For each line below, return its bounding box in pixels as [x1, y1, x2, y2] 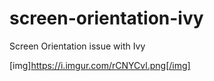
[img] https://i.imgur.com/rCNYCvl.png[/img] [9, 59, 191, 71]
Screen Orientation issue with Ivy [9, 40, 146, 52]
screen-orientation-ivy [9, 7, 204, 30]
